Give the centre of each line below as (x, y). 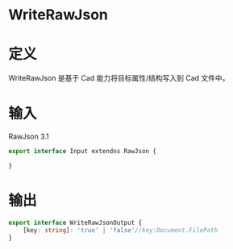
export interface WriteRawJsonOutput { (75, 222)
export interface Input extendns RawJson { (83, 151)
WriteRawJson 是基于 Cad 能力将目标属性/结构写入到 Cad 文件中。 (119, 78)
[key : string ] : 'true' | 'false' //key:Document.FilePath (121, 230)
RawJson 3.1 (29, 137)
